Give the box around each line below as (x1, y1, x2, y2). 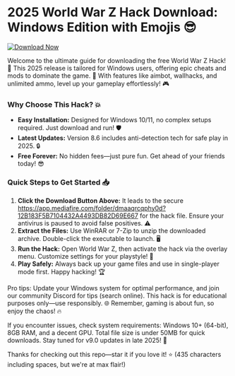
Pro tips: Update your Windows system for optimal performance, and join (7, 283, 220, 292)
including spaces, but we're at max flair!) (7, 360, 126, 368)
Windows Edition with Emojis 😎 (7, 19, 197, 35)
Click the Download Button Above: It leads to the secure (17, 196, 183, 205)
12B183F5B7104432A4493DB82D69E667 (17, 211, 139, 220)
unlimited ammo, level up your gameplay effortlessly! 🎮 (7, 79, 169, 88)
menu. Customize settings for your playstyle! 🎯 (17, 252, 154, 260)
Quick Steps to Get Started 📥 (7, 177, 110, 187)
